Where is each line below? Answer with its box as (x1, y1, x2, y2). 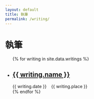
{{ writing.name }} (12, 70, 70, 79)
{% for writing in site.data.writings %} (12, 56, 89, 62)
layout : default (5, 7, 39, 12)
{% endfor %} (12, 89, 41, 95)
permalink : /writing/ (5, 16, 50, 21)
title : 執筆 (5, 12, 28, 17)
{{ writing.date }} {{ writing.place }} (12, 84, 88, 90)
